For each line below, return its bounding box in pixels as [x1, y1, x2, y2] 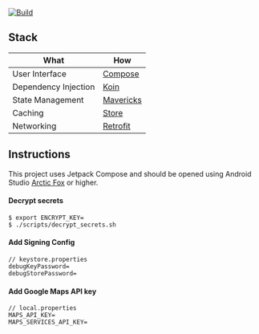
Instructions [8, 148, 71, 161]
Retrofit [103, 120, 131, 132]
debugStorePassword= [8, 270, 78, 278]
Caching [12, 107, 44, 118]
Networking [12, 120, 57, 132]
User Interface [12, 68, 67, 79]
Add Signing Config [8, 238, 75, 247]
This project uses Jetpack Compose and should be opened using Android [8, 169, 252, 178]
